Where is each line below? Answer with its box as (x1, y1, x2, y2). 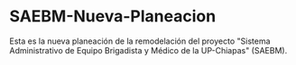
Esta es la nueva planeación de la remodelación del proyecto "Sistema (9, 36, 271, 46)
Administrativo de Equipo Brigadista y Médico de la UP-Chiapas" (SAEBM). (9, 45, 288, 55)
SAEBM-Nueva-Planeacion (9, 6, 217, 27)
